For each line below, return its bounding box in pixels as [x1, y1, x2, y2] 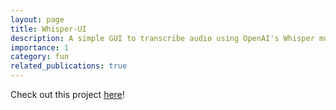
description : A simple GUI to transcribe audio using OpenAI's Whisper [10, 33, 315, 43]
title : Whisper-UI [10, 24, 87, 34]
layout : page [10, 14, 65, 25]
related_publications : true [10, 61, 128, 71]
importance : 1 [10, 42, 70, 53]
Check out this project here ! [10, 89, 125, 100]
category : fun [10, 52, 70, 62]
